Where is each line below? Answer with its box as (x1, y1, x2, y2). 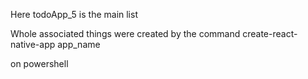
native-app (10, 39, 56, 50)
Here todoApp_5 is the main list (10, 9, 138, 20)
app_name (57, 39, 101, 50)
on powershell (10, 58, 69, 69)
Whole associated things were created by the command (10, 28, 241, 39)
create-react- (242, 28, 298, 39)
